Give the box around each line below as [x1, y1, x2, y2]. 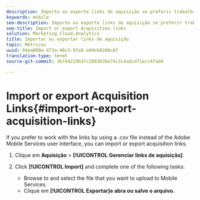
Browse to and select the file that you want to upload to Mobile [23, 174, 177, 182]
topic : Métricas [6, 42, 46, 48]
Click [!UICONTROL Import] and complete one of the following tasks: [14, 163, 185, 170]
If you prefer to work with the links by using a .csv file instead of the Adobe [6, 134, 190, 141]
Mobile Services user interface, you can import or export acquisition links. [6, 140, 187, 147]
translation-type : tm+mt [6, 53, 68, 59]
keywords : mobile [6, 14, 49, 20]
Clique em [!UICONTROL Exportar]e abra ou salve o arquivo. [23, 188, 175, 195]
